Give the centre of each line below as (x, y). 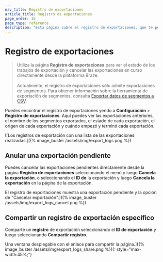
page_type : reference (27, 23)
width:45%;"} (19, 254)
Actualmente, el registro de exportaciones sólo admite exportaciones (86, 86)
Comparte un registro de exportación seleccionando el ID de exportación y (81, 229)
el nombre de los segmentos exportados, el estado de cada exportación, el (80, 121)
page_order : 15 (20, 18)
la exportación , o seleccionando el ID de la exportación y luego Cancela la (80, 178)
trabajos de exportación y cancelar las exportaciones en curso (79, 70)
